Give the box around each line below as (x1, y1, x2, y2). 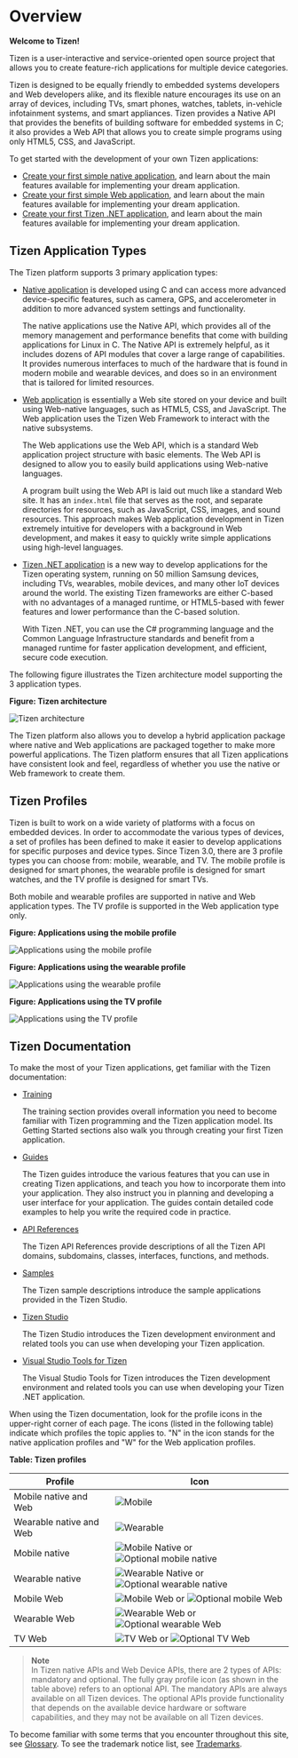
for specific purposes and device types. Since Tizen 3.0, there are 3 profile (9, 846, 284, 856)
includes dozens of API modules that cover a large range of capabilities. (21, 348, 286, 359)
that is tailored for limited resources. (21, 377, 154, 387)
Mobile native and (13, 1491, 89, 1503)
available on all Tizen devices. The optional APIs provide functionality (30, 1693, 285, 1704)
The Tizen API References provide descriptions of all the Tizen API (21, 1241, 266, 1252)
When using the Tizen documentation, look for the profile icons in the (9, 1409, 263, 1420)
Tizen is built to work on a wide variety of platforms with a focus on (9, 817, 255, 828)
